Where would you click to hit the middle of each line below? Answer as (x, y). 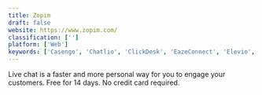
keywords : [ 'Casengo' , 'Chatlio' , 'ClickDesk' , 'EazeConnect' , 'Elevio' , (132, 52)
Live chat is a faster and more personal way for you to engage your (117, 74)
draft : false (30, 23)
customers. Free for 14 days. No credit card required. (94, 82)
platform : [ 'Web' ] (38, 45)
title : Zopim (30, 15)
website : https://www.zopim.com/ (63, 30)
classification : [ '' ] (44, 37)
